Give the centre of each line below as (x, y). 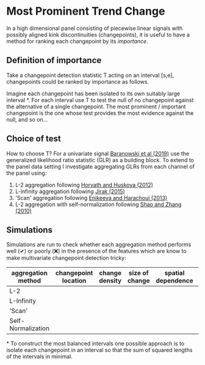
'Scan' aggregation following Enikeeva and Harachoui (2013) (91, 197)
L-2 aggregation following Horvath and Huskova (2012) (84, 185)
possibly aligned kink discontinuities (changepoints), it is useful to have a (98, 34)
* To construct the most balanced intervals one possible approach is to (95, 344)
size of (138, 273)
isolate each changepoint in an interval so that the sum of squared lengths (99, 350)
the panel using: (27, 173)
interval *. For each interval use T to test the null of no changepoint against (100, 100)
